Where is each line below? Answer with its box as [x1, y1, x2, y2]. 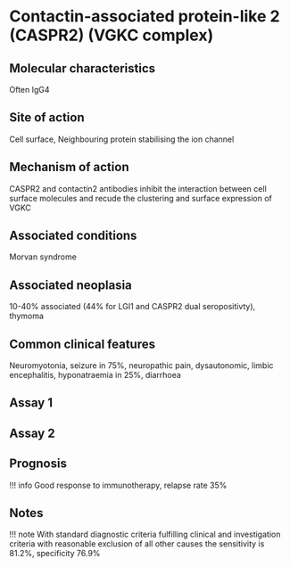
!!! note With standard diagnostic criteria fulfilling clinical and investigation [9, 529, 281, 540]
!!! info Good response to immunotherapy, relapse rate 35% [9, 480, 228, 490]
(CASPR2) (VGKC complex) [9, 25, 214, 45]
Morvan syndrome [9, 251, 78, 262]
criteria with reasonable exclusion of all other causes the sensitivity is [9, 538, 265, 549]
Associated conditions [9, 228, 137, 243]
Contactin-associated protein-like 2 [9, 6, 280, 27]
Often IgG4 [9, 85, 51, 94]
